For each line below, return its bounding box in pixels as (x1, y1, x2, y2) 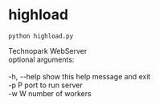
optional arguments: (8, 55, 75, 64)
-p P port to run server (8, 80, 83, 90)
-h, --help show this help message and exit (8, 71, 151, 81)
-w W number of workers (8, 88, 92, 98)
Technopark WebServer (8, 46, 88, 55)
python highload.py (8, 32, 74, 40)
